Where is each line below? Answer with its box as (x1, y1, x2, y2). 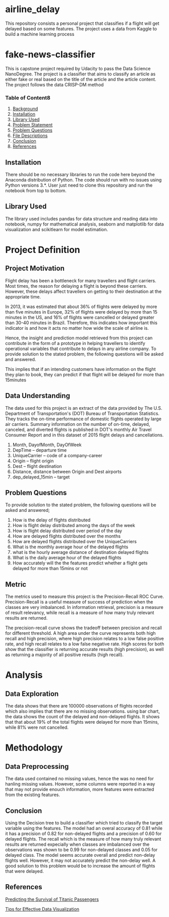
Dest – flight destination (12, 463, 62, 469)
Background (12, 106, 38, 112)
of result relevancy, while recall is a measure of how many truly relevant (5, 609, 154, 616)
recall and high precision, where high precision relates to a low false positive (5, 636, 164, 642)
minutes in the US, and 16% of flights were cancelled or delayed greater (5, 314, 155, 320)
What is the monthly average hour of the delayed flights (12, 544, 129, 550)
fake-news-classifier (5, 49, 95, 60)
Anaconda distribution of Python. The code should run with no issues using (5, 177, 162, 183)
